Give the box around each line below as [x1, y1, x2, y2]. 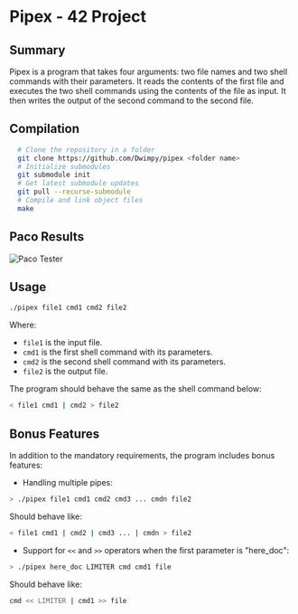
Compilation [9, 121, 79, 137]
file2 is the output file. [22, 366, 108, 377]
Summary [9, 43, 66, 58]
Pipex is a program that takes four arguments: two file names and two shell [9, 66, 288, 77]
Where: [9, 319, 37, 331]
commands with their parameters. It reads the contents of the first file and [9, 76, 284, 87]
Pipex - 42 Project [9, 6, 147, 27]
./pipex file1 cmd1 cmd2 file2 [9, 303, 127, 313]
